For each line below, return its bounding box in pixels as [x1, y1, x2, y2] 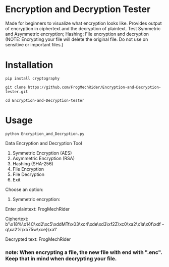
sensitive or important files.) [5, 41, 64, 47]
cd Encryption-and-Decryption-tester [5, 98, 85, 103]
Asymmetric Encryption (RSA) [12, 155, 75, 161]
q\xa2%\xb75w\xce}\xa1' [5, 226, 58, 232]
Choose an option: [5, 186, 44, 192]
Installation [5, 59, 53, 71]
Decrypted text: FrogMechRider [5, 236, 71, 242]
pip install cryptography [5, 76, 60, 81]
